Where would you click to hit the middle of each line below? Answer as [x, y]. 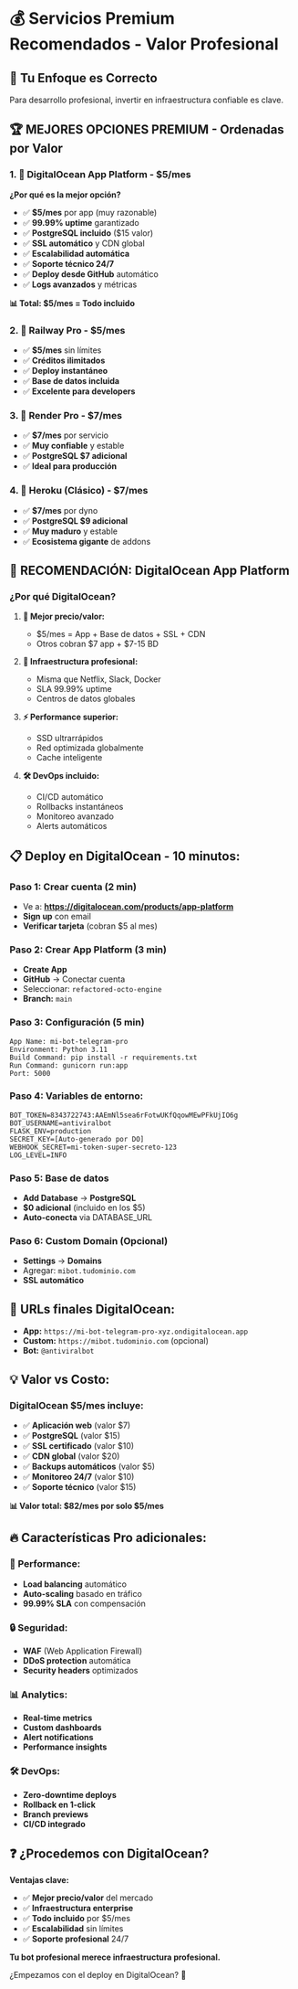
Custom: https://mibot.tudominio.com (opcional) [116, 1341]
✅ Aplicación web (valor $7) [77, 1425]
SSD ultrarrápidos [70, 739]
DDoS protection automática [77, 1660]
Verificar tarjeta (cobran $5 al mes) [90, 926]
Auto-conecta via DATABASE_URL [87, 1218]
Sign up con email [57, 916]
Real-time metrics [57, 1718]
